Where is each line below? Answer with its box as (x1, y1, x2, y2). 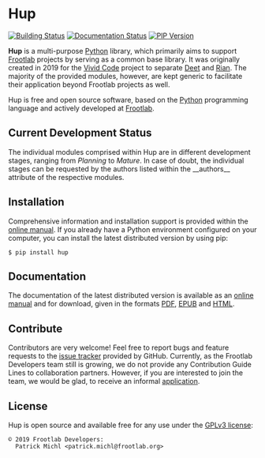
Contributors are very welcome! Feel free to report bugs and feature (8, 343, 230, 352)
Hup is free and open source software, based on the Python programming (8, 95, 248, 104)
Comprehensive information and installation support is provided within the (8, 216, 248, 226)
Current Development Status (8, 126, 152, 140)
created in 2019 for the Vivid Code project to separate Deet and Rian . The (8, 62, 247, 72)
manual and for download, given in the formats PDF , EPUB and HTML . (8, 299, 235, 309)
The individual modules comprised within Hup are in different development (8, 147, 251, 156)
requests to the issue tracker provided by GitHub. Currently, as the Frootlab (8, 351, 253, 361)
